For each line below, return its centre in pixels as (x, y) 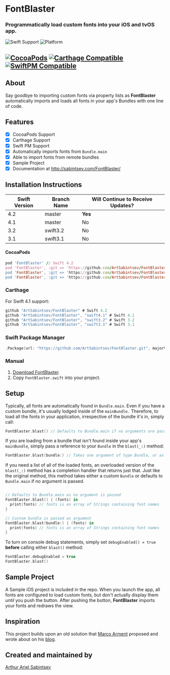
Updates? (122, 205)
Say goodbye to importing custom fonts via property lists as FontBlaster (80, 95)
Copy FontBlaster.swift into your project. (56, 378)
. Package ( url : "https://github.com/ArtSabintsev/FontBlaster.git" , (78, 348)
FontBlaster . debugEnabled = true (40, 557)
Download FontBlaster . (36, 372)
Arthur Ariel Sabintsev (28, 667)
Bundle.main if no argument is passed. (45, 481)
